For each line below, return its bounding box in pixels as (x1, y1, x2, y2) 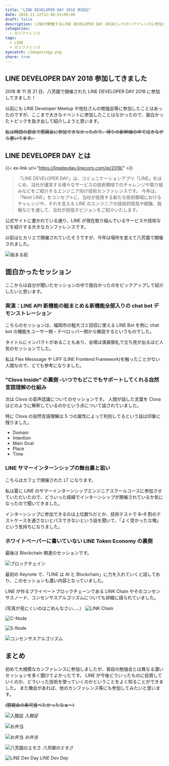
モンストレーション (5, 309, 52, 316)
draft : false (5, 17, 33, 22)
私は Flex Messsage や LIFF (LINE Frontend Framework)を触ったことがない (5, 356, 160, 362)
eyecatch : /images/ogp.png (5, 49, 62, 54)
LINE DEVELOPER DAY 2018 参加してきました (5, 74, 147, 83)
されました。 (5, 241, 32, 247)
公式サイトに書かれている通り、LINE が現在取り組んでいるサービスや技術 (5, 218, 157, 223)
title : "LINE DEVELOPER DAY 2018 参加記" (5, 7, 91, 13)
